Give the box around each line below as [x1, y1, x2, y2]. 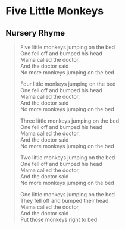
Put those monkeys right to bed [20, 216, 98, 223]
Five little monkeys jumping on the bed [20, 43, 115, 51]
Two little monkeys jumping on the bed [20, 154, 115, 161]
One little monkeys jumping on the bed [20, 191, 115, 197]
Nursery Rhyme [5, 28, 65, 38]
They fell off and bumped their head [20, 197, 109, 204]
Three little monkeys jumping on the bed [20, 117, 120, 124]
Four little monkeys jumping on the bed [20, 80, 116, 87]
